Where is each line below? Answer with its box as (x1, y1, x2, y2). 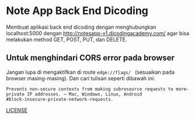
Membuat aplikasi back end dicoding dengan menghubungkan (6, 23, 156, 30)
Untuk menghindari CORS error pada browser (6, 53, 175, 63)
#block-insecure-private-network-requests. (6, 96, 114, 102)
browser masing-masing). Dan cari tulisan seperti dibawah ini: (6, 74, 155, 81)
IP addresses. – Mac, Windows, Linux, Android (27, 91, 142, 97)
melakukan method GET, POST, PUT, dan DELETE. (6, 36, 127, 43)
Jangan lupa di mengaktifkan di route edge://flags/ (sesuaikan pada (6, 69, 175, 76)
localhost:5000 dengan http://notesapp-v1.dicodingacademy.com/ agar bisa (6, 29, 190, 36)
